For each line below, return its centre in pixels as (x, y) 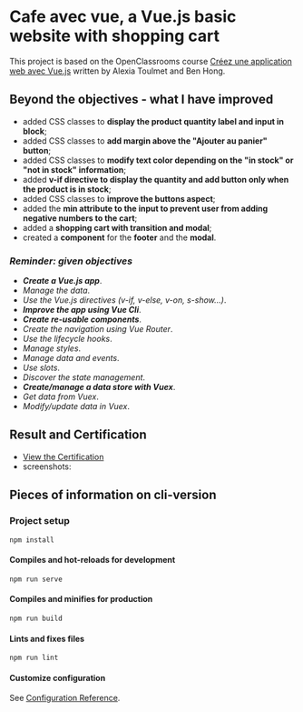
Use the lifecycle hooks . (68, 339)
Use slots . (41, 368)
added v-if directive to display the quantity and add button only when (156, 179)
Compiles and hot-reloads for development (93, 560)
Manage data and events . (71, 358)
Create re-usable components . (82, 319)
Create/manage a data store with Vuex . (99, 387)
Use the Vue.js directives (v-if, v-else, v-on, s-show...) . (124, 300)
